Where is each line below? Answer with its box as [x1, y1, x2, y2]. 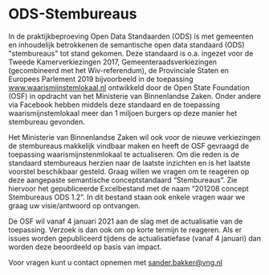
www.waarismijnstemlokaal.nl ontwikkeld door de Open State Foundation [8, 82, 251, 92]
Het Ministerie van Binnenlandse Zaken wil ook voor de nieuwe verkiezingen [8, 132, 261, 142]
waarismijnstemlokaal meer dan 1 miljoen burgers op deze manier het [8, 108, 238, 117]
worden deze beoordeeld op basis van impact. [8, 242, 162, 252]
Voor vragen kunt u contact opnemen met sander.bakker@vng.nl [8, 257, 223, 267]
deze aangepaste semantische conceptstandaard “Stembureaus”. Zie [8, 174, 238, 185]
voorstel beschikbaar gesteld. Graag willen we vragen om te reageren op [8, 166, 250, 176]
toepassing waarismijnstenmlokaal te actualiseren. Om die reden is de [8, 150, 239, 159]
